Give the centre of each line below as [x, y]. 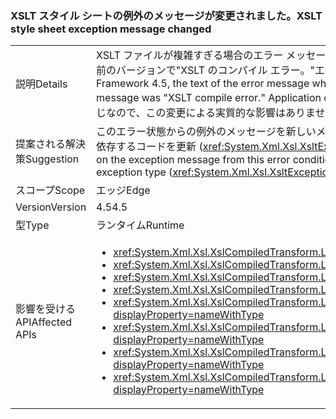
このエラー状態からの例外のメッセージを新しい [206, 132]
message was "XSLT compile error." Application [209, 98]
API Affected [44, 322]
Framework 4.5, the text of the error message [203, 84]
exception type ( [134, 172]
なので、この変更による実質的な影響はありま [211, 113]
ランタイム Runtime [140, 225]
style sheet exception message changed [111, 29]
